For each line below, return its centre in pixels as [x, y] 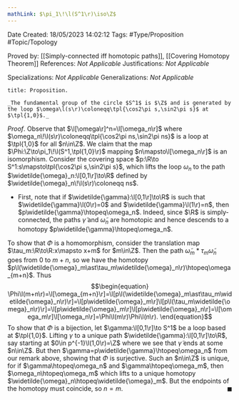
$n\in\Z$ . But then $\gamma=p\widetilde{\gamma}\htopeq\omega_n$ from [117, 351]
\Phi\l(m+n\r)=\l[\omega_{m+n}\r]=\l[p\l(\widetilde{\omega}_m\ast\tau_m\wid [120, 294]
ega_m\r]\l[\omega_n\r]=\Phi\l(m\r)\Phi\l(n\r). [93, 317]
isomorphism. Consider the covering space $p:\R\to [83, 159]
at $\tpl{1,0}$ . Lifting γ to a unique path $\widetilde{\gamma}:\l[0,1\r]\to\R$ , [117, 336]
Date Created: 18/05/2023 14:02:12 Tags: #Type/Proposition [96, 34]
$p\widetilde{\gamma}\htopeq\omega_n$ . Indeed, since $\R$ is [111, 212]
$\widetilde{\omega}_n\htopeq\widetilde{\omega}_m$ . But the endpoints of [118, 381]
